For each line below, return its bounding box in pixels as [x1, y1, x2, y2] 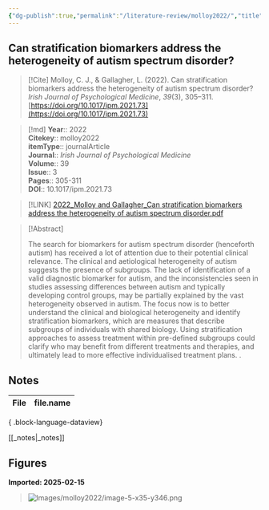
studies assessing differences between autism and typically [27, 282, 226, 292]
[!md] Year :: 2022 [27, 125, 87, 135]
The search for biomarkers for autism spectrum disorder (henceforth [27, 240, 255, 249]
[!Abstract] [27, 224, 64, 233]
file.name [34, 398, 70, 409]
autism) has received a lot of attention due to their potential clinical [27, 248, 248, 257]
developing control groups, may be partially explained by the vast [27, 290, 244, 301]
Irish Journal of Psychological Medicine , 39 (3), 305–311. [27, 92, 214, 102]
